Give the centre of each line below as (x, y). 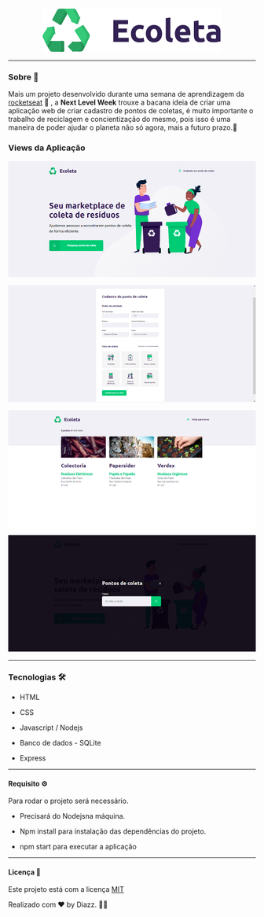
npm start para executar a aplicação (78, 847)
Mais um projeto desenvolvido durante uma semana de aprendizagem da (126, 94)
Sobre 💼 (24, 77)
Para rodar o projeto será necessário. (68, 801)
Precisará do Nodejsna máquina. (72, 816)
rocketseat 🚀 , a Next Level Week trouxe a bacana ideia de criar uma (119, 102)
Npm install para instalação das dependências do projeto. (113, 831)
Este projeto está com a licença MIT (66, 889)
